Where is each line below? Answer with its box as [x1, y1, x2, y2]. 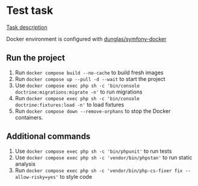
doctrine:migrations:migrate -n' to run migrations [14, 88, 143, 95]
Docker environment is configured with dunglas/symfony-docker [6, 35, 167, 42]
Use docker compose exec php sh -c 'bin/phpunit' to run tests [14, 147, 172, 155]
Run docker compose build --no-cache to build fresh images [14, 69, 164, 76]
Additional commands [6, 131, 91, 142]
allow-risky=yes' [14, 174, 59, 180]
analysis [14, 160, 36, 167]
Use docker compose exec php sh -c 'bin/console [14, 82, 140, 89]
